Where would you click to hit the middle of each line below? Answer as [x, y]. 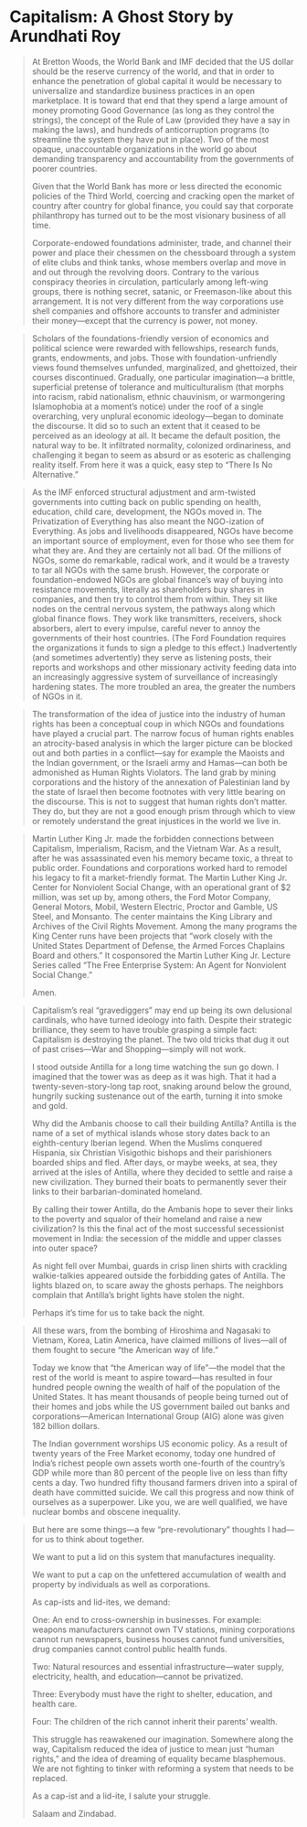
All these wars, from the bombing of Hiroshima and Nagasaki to [151, 1330]
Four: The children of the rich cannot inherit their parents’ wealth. [155, 1721]
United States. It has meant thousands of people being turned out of [160, 1396]
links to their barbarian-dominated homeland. [117, 1191]
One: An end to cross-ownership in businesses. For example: [147, 1619]
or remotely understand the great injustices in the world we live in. [156, 821]
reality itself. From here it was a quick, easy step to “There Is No [152, 465]
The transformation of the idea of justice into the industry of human [159, 714]
